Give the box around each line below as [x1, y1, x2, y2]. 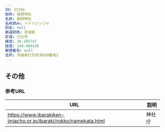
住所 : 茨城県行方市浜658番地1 [5, 52, 59, 58]
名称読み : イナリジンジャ [5, 21, 50, 26]
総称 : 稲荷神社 [5, 12, 32, 17]
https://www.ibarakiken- [7, 111, 65, 118]
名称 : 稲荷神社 [5, 16, 32, 21]
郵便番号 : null [5, 48, 33, 53]
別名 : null [5, 25, 26, 30]
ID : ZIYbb [5, 7, 26, 12]
